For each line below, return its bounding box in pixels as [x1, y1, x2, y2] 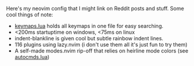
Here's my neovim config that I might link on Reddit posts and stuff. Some [6, 5, 184, 12]
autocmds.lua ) [14, 54, 50, 60]
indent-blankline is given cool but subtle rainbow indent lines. [14, 35, 163, 41]
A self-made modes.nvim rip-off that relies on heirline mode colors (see [14, 47, 189, 54]
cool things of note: [6, 11, 53, 18]
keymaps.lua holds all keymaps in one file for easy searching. [14, 23, 163, 29]
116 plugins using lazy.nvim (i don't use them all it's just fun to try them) [14, 41, 188, 48]
